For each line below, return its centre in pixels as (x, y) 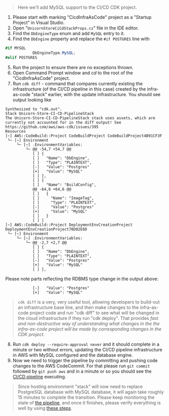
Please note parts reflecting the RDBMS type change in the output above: (82, 279)
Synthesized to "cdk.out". (34, 109)
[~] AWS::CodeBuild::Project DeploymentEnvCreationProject (69, 225)
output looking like (32, 100)
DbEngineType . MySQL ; (54, 53)
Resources (16, 131)
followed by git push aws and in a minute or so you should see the (82, 371)
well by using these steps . (45, 408)
